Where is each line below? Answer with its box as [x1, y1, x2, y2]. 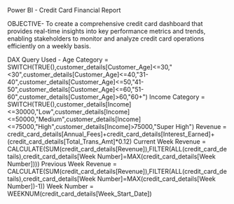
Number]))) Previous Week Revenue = [7, 160, 117, 168]
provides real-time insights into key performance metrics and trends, [7, 27, 206, 35]
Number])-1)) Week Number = [7, 182, 94, 190]
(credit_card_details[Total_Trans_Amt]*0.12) [7, 137, 132, 146]
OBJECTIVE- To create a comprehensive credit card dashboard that [7, 20, 203, 27]
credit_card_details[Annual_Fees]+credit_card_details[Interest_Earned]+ [7, 130, 215, 138]
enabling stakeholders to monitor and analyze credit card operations [7, 34, 205, 43]
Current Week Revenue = [133, 137, 207, 146]
